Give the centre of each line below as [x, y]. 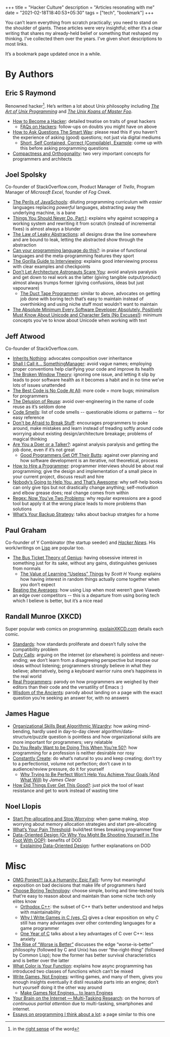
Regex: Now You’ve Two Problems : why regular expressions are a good [87, 498]
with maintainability [40, 912]
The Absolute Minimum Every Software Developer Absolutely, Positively [88, 310]
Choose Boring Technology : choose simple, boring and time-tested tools [88, 891]
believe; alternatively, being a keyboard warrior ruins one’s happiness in [87, 671]
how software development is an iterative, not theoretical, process [89, 461]
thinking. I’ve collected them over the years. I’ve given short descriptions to [84, 38]
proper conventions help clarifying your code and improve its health [83, 369]
